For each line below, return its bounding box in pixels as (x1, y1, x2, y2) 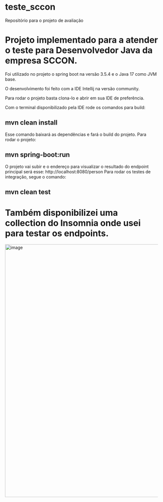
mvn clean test (5, 188, 51, 196)
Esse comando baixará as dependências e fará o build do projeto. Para (5, 131, 147, 137)
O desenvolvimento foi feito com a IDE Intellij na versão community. (5, 85, 140, 91)
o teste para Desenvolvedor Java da (5, 45, 153, 56)
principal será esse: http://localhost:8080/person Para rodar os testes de (5, 169, 151, 175)
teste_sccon (5, 1, 56, 13)
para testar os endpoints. (5, 228, 109, 239)
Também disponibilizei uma (5, 208, 118, 218)
